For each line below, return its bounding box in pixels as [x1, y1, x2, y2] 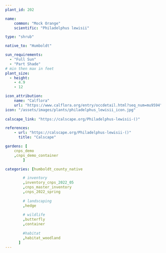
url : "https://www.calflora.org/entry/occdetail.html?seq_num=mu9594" [14, 103, 163, 108]
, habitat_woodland [23, 235, 61, 241]
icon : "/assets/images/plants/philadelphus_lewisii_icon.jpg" [5, 107, 136, 112]
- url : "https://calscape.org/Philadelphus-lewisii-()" [14, 130, 132, 135]
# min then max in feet [5, 66, 54, 71]
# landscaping [23, 198, 52, 203]
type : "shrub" [5, 34, 35, 40]
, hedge [23, 203, 37, 208]
